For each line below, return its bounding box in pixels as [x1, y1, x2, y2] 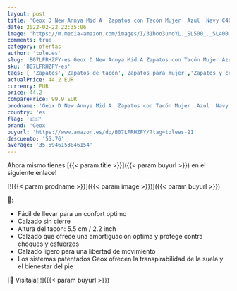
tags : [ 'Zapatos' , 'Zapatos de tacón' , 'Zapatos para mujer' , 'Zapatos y [7, 69, 222, 76]
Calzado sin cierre [17, 217, 71, 226]
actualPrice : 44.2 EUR [7, 76, 74, 83]
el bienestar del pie [17, 262, 74, 271]
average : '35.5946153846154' [7, 142, 93, 149]
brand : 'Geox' [7, 121, 49, 129]
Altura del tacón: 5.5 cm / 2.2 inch [17, 225, 116, 233]
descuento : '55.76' [7, 135, 65, 142]
